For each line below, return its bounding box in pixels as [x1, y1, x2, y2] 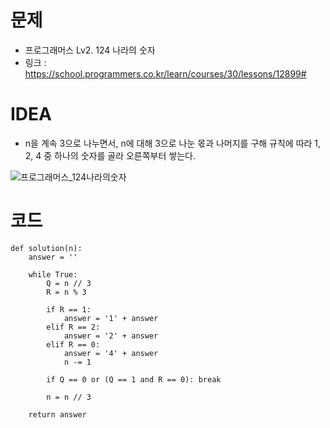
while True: [28, 269, 78, 280]
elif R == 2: [46, 322, 101, 332]
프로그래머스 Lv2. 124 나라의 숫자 [24, 44, 156, 56]
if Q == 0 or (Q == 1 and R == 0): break [46, 374, 222, 385]
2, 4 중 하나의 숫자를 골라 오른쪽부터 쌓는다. [24, 149, 196, 161]
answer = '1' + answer [63, 313, 159, 323]
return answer [28, 409, 87, 420]
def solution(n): [10, 243, 83, 253]
